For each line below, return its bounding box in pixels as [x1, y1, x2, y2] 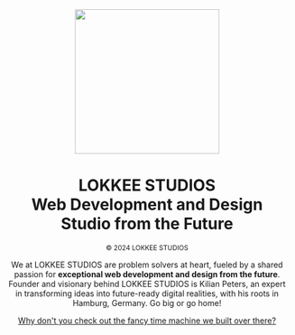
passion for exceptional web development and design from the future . [14, 268, 281, 279]
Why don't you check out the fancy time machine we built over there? [17, 315, 277, 326]
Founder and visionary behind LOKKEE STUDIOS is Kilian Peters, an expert [8, 278, 286, 289]
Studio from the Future [60, 214, 234, 234]
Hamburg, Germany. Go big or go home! [72, 297, 222, 308]
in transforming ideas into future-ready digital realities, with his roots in [14, 288, 280, 299]
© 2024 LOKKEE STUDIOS [106, 243, 189, 252]
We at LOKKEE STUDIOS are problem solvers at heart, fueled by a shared [11, 259, 283, 270]
